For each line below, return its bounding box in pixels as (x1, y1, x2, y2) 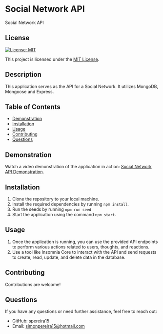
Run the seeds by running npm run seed (12, 206, 92, 212)
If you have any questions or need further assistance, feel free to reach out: (5, 309, 157, 314)
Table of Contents (5, 103, 61, 111)
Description (5, 70, 41, 79)
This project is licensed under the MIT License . (5, 56, 100, 62)
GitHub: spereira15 (12, 318, 50, 324)
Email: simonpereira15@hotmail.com (12, 323, 85, 329)
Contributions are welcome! (5, 281, 61, 287)
